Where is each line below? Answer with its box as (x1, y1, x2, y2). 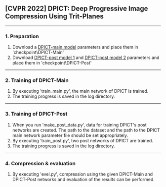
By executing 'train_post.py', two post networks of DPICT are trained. (12, 137, 153, 143)
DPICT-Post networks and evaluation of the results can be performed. (12, 177, 155, 182)
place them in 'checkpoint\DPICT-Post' (12, 60, 92, 66)
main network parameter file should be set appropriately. (12, 132, 128, 138)
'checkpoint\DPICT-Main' (12, 50, 64, 56)
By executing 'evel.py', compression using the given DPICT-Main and (12, 171, 153, 177)
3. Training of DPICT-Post (5, 111, 68, 118)
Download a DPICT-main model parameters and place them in (12, 44, 138, 50)
